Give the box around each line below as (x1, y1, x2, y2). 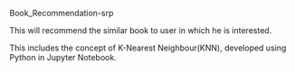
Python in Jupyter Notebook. (9, 52, 118, 62)
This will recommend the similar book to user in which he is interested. (9, 25, 272, 35)
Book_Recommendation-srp (9, 8, 114, 18)
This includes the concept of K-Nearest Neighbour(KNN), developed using (9, 42, 287, 53)
